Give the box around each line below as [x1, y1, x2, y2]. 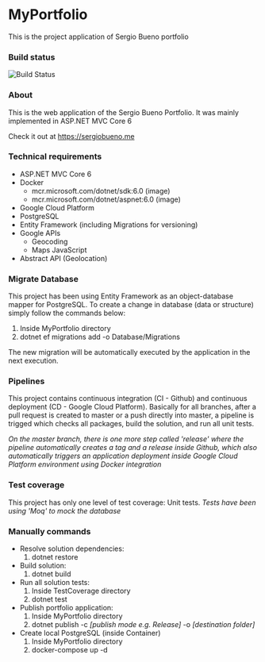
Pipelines [8, 375, 45, 387]
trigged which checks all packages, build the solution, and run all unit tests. [8, 419, 255, 429]
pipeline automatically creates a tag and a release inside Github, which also [8, 443, 258, 452]
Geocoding [31, 237, 68, 246]
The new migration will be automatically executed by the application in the [8, 348, 251, 357]
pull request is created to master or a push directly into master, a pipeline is [8, 410, 255, 420]
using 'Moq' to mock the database [8, 506, 121, 515]
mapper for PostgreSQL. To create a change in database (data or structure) [8, 300, 254, 310]
